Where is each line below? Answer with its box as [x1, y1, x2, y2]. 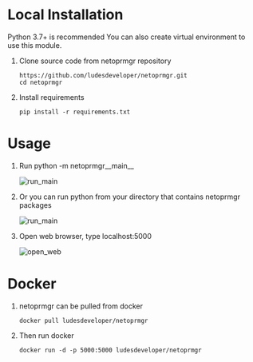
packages [18, 200, 53, 209]
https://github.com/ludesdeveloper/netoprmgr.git [18, 71, 188, 79]
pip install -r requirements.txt [18, 108, 131, 116]
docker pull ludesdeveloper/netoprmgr [18, 316, 148, 324]
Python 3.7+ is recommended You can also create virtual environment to [7, 32, 246, 42]
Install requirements [18, 92, 85, 101]
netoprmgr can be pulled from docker [18, 301, 143, 311]
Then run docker [18, 330, 75, 340]
